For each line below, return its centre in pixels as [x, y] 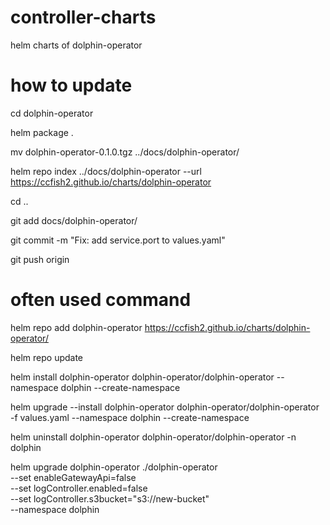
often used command [101, 300]
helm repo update [47, 357]
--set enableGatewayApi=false [73, 477]
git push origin [40, 259]
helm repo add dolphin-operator [76, 327]
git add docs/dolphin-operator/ [74, 220]
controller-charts [83, 17]
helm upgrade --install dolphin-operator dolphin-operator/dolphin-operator [165, 407]
